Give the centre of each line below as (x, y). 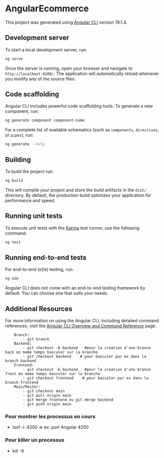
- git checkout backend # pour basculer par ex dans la (85, 357)
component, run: (22, 111)
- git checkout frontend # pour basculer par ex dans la (86, 378)
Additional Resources (39, 309)
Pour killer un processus (35, 440)
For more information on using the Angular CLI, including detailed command (82, 321)
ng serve (14, 59)
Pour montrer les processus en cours (50, 416)
